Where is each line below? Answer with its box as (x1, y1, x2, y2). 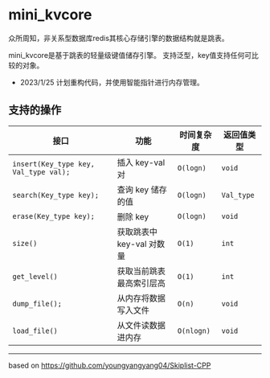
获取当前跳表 (117, 265, 166, 277)
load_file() (12, 326, 59, 335)
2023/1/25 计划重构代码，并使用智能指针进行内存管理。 (19, 77, 204, 87)
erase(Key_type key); (12, 212, 95, 220)
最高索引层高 (117, 277, 166, 289)
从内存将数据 (117, 292, 166, 303)
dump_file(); (12, 299, 63, 308)
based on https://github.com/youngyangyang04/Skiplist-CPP (8, 360, 211, 370)
